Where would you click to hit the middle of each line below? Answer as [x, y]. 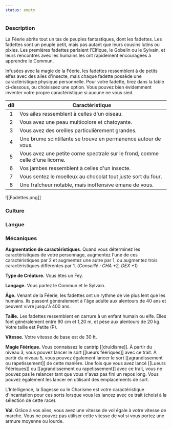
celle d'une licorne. [42, 160]
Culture [15, 210]
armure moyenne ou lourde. [35, 421]
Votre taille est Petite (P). [31, 327]
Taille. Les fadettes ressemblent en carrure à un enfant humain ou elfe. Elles [86, 316]
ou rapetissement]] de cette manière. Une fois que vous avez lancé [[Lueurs [86, 363]
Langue [15, 224]
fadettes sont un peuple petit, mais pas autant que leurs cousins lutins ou [82, 45]
